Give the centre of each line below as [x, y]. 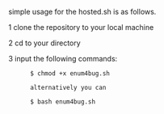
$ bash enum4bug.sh [62, 102]
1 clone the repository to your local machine [81, 27]
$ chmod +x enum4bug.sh [70, 74]
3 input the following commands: [63, 59]
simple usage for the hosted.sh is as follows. [82, 12]
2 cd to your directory [44, 43]
